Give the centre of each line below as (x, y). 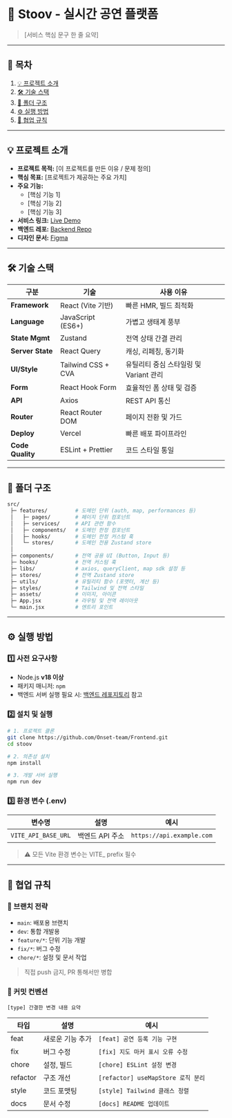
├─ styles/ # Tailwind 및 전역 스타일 (77, 588)
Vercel (70, 434)
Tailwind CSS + (85, 365)
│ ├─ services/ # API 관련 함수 (63, 524)
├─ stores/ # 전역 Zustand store (72, 575)
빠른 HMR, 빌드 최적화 (159, 305)
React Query (80, 351)
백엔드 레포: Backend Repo (54, 229)
